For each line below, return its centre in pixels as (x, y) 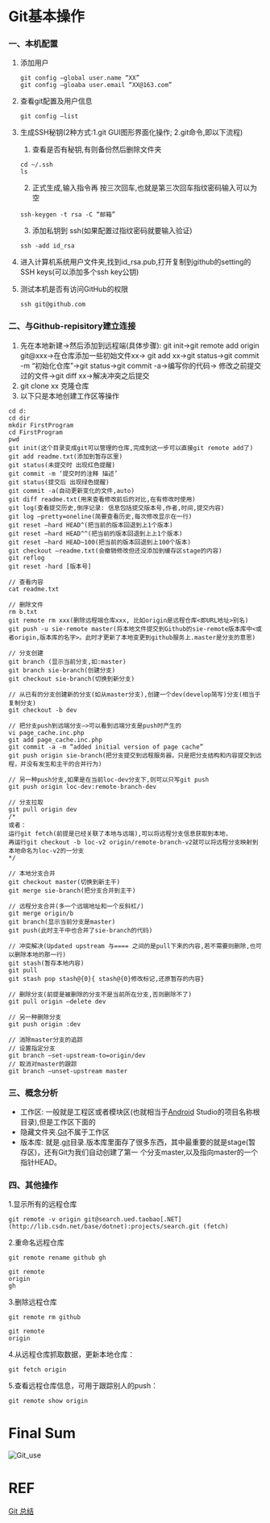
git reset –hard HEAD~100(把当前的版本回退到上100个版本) (100, 542)
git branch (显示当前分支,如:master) (67, 661)
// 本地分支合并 (32, 873)
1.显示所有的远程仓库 (43, 1204)
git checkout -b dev (43, 710)
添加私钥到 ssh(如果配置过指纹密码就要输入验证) (112, 231)
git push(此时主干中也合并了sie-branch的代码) (81, 930)
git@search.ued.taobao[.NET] (133, 1220)
